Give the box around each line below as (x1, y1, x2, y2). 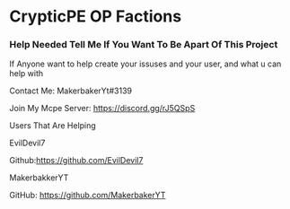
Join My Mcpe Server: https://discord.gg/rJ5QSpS (9, 103, 196, 114)
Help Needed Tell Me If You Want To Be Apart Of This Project (9, 39, 278, 51)
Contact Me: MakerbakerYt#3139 (9, 85, 133, 96)
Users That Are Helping (9, 120, 96, 131)
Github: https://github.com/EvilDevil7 (9, 155, 144, 166)
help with (9, 68, 44, 79)
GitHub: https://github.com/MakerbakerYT (9, 190, 166, 201)
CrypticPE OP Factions (9, 6, 182, 27)
